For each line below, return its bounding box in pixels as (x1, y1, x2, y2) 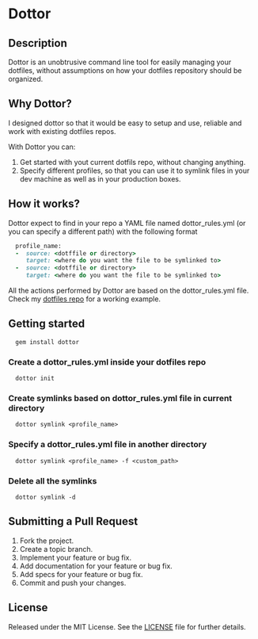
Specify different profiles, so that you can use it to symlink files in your (19, 166, 250, 175)
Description (8, 36, 67, 50)
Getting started (8, 317, 85, 331)
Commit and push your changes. (19, 578, 127, 587)
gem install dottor (15, 338, 80, 346)
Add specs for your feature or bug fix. (19, 569, 143, 579)
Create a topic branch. (19, 544, 93, 553)
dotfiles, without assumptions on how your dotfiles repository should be (8, 66, 242, 75)
